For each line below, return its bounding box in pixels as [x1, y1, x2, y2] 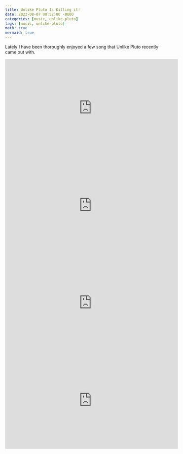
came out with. [5, 49, 36, 55]
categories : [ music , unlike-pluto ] [5, 16, 78, 21]
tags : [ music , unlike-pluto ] [5, 21, 65, 26]
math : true [5, 26, 28, 31]
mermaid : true [5, 30, 35, 35]
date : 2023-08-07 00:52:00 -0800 [5, 12, 74, 17]
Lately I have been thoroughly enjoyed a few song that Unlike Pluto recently [5, 44, 159, 50]
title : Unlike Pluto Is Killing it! [5, 7, 80, 12]
